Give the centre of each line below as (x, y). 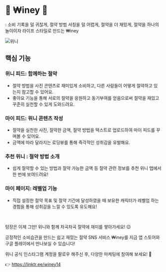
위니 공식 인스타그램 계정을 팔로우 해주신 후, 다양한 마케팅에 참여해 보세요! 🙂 (79, 254)
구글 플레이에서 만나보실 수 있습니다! (40, 243)
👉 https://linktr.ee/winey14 (33, 264)
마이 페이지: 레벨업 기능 (31, 189)
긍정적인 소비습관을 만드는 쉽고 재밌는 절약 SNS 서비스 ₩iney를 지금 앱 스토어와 (83, 237)
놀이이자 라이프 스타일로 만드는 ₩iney (42, 31)
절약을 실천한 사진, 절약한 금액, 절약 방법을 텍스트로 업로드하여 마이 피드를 (83, 130)
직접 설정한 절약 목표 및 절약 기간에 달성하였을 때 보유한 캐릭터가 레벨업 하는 (86, 200)
